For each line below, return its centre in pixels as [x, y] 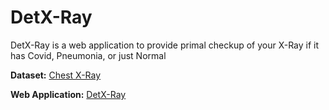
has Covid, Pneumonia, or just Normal [88, 55]
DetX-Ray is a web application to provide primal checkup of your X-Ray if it [165, 45]
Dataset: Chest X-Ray [56, 75]
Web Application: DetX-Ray [68, 94]
